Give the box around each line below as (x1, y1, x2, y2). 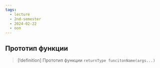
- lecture (9, 12, 30, 17)
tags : (5, 7, 16, 12)
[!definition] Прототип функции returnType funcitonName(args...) (17, 57, 155, 63)
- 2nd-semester (9, 16, 41, 21)
